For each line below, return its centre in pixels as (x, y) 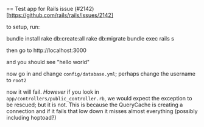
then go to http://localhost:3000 (47, 50)
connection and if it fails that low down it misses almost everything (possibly (102, 111)
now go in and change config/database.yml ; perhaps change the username (101, 74)
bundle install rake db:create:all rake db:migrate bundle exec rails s (90, 38)
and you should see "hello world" (48, 62)
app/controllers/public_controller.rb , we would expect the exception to (99, 98)
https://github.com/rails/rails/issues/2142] (61, 15)
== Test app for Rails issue (40, 9)
